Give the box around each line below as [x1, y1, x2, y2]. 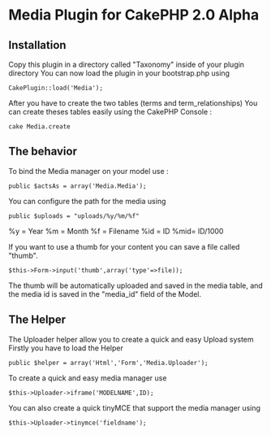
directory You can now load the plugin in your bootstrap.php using [8, 68, 230, 78]
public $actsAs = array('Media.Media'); [8, 181, 148, 190]
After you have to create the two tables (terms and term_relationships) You [8, 98, 258, 107]
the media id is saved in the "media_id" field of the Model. [8, 289, 201, 298]
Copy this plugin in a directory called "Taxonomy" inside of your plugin [8, 59, 245, 69]
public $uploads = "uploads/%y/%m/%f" [8, 211, 140, 220]
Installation [8, 38, 67, 52]
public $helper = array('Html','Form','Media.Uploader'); [8, 359, 209, 367]
